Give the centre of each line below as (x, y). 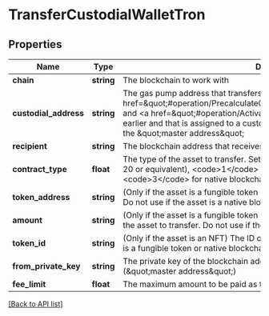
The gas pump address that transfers (193, 93)
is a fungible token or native (175, 248)
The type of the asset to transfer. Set (192, 159)
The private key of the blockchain (186, 261)
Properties (35, 44)
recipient (30, 146)
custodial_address (48, 113)
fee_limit (29, 284)
